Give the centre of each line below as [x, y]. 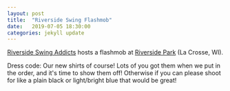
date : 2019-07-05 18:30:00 [49, 26]
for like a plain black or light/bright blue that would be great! [92, 81]
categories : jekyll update [46, 33]
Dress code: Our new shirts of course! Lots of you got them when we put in [114, 65]
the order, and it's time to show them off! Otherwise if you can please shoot [114, 73]
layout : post [26, 13]
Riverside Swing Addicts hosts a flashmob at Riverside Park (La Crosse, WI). [115, 52]
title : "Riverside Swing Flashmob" [60, 20]
